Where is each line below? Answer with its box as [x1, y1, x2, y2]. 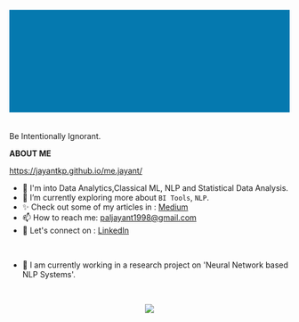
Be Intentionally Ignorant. [9, 130, 101, 141]
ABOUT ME [9, 148, 52, 159]
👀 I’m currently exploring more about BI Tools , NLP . [21, 192, 209, 202]
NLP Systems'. [21, 268, 76, 279]
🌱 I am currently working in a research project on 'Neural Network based [21, 260, 289, 270]
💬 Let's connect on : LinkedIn [21, 225, 130, 235]
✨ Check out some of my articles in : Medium [21, 202, 189, 212]
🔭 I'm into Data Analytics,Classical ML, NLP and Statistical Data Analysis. [21, 182, 289, 193]
